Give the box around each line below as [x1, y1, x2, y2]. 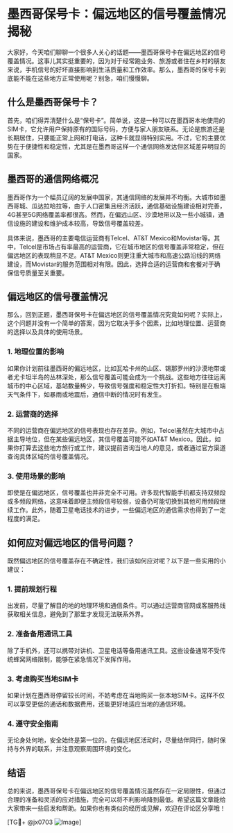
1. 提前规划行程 [7, 584, 58, 594]
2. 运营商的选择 [7, 409, 59, 419]
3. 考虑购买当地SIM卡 [7, 674, 79, 684]
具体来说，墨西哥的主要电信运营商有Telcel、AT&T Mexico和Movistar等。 [7, 233, 214, 242]
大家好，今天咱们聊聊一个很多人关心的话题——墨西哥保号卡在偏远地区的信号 [7, 48, 226, 56]
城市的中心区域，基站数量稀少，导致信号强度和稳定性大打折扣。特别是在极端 [7, 381, 226, 390]
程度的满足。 [7, 515, 44, 523]
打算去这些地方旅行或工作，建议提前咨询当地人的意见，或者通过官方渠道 [19, 443, 226, 452]
